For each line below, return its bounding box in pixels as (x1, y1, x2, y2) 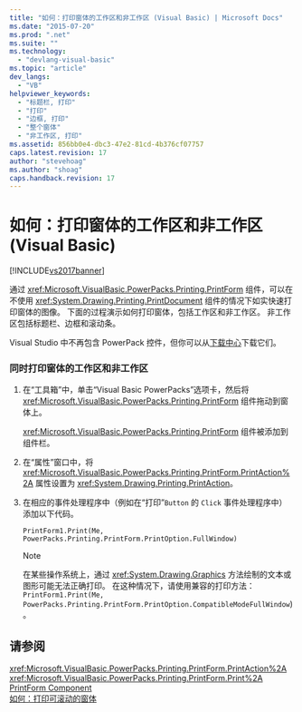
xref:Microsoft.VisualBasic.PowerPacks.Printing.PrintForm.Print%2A (9, 673, 264, 684)
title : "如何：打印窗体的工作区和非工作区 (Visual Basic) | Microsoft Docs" (9, 13, 283, 23)
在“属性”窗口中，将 (22, 457, 94, 468)
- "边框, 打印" (17, 114, 70, 123)
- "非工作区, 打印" (17, 132, 83, 141)
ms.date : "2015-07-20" (9, 22, 95, 31)
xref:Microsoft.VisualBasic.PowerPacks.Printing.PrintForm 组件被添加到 (22, 426, 289, 437)
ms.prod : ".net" (9, 30, 71, 39)
